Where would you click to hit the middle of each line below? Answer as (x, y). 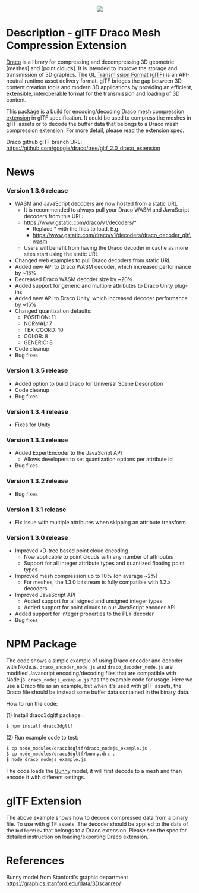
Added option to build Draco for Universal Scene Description (89, 383)
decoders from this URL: (53, 216)
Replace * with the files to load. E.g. (76, 229)
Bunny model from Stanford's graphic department (67, 877)
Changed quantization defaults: (53, 311)
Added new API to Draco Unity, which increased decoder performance (101, 298)
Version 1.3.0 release (37, 537)
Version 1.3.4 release (37, 411)
